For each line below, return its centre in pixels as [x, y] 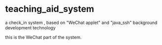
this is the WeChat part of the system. [43, 37]
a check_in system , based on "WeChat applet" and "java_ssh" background [81, 22]
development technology [30, 27]
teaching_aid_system [50, 9]
